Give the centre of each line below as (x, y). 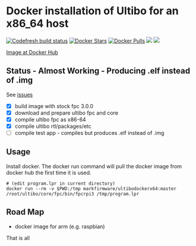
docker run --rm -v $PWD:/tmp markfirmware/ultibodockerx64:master (91, 188)
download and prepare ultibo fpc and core (67, 113)
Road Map (25, 212)
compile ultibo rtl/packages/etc (53, 126)
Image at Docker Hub (32, 52)
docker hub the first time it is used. (49, 172)
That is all (18, 238)
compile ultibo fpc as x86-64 (50, 119)
